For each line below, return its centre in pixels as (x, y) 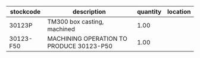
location (179, 12)
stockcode (25, 12)
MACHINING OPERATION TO (87, 39)
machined (61, 29)
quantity (149, 12)
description (89, 12)
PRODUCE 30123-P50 (80, 46)
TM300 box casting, (76, 22)
